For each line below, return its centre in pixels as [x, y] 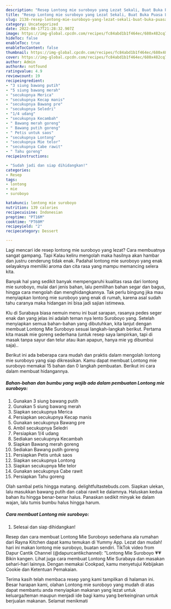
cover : [13, 57]
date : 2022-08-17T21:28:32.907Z [40, 29]
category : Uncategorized [32, 24]
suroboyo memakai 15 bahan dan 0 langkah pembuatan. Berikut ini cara [80, 366]
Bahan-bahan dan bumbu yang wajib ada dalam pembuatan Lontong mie [85, 383]
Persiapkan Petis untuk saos [43, 455]
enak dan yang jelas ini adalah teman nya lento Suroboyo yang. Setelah [80, 318]
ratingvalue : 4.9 [24, 72]
